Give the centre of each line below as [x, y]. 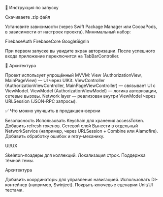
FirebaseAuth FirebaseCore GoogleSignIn [47, 41]
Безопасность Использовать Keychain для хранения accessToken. [75, 121]
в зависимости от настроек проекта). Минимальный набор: [68, 32]
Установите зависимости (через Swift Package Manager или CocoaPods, [81, 27]
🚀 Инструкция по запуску [32, 8]
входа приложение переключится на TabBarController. [62, 56]
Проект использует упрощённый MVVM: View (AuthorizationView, [74, 75]
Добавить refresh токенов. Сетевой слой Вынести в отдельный [72, 126]
